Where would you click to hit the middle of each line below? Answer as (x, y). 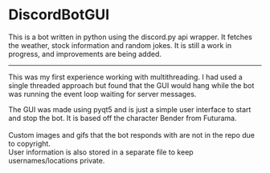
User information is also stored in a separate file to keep (101, 152)
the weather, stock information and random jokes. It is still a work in (120, 45)
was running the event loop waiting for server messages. (102, 94)
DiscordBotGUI (59, 15)
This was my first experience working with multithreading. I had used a (125, 77)
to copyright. (29, 143)
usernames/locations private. (57, 160)
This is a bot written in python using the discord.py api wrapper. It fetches (131, 37)
